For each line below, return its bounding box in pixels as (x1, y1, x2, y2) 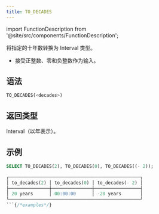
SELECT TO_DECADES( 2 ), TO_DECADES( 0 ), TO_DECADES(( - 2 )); (6, 163, 154, 169)
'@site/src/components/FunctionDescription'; (6, 31, 118, 39)
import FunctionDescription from (6, 25, 87, 32)
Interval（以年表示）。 (6, 127, 59, 135)
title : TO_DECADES (6, 8, 52, 15)
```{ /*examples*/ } (6, 202, 52, 208)
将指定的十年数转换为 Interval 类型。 (6, 44, 96, 51)
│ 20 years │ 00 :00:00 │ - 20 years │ (6, 191, 143, 197)
